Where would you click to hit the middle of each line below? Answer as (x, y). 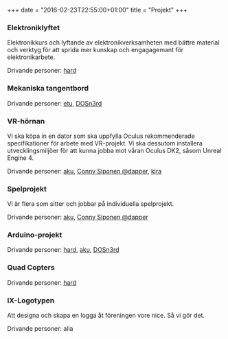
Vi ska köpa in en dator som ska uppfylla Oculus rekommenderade (101, 136)
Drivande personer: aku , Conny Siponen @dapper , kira (84, 171)
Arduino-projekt (35, 235)
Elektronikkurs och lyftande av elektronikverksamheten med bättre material (113, 43)
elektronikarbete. (31, 57)
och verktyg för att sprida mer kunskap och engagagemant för (95, 50)
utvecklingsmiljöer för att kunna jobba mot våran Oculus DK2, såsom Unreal (114, 150)
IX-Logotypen (31, 300)
